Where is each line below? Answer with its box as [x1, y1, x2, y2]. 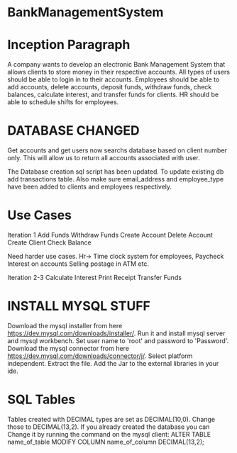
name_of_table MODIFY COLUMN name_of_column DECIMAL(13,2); [7, 437, 204, 446]
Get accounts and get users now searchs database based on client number [7, 146, 227, 155]
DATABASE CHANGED [7, 123, 140, 139]
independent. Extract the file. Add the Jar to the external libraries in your [7, 359, 219, 367]
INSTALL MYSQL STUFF [7, 298, 151, 314]
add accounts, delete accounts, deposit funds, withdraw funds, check [7, 83, 212, 91]
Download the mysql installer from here [7, 321, 123, 330]
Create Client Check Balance [7, 238, 92, 247]
